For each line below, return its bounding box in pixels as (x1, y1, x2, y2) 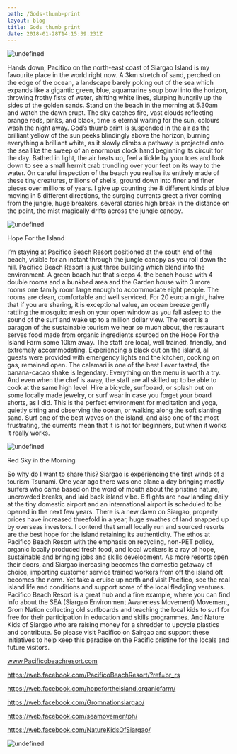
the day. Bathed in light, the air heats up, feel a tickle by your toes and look (7, 154, 225, 162)
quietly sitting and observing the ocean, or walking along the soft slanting (7, 406, 221, 415)
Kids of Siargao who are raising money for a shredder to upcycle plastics (7, 621, 219, 629)
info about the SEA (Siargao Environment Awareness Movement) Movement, (7, 598, 230, 606)
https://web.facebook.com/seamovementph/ (7, 712, 138, 721)
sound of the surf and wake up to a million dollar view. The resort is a (7, 316, 209, 324)
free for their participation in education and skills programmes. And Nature (7, 613, 225, 621)
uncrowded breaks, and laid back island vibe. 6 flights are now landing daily (7, 492, 229, 501)
